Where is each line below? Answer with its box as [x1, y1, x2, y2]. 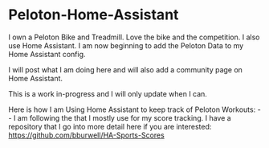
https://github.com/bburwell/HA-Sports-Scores [8, 130, 165, 140]
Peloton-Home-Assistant [8, 6, 179, 24]
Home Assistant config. [8, 49, 86, 59]
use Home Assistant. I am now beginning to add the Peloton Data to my [8, 40, 244, 50]
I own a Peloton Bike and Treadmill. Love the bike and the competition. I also [8, 32, 260, 42]
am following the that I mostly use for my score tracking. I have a [17, 113, 231, 122]
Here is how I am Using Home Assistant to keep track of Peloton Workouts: [8, 105, 256, 114]
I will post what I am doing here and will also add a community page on [8, 64, 243, 74]
